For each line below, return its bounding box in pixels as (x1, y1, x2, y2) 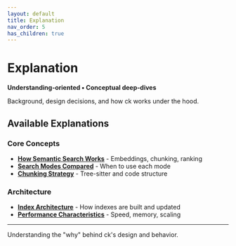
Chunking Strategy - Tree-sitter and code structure (17, 169, 168, 178)
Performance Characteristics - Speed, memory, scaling (17, 210, 181, 219)
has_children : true (7, 30, 65, 37)
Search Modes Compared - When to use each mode (17, 162, 171, 170)
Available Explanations (7, 117, 110, 129)
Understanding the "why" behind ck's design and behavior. (7, 231, 179, 239)
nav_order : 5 (7, 23, 46, 30)
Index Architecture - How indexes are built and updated (17, 203, 181, 212)
